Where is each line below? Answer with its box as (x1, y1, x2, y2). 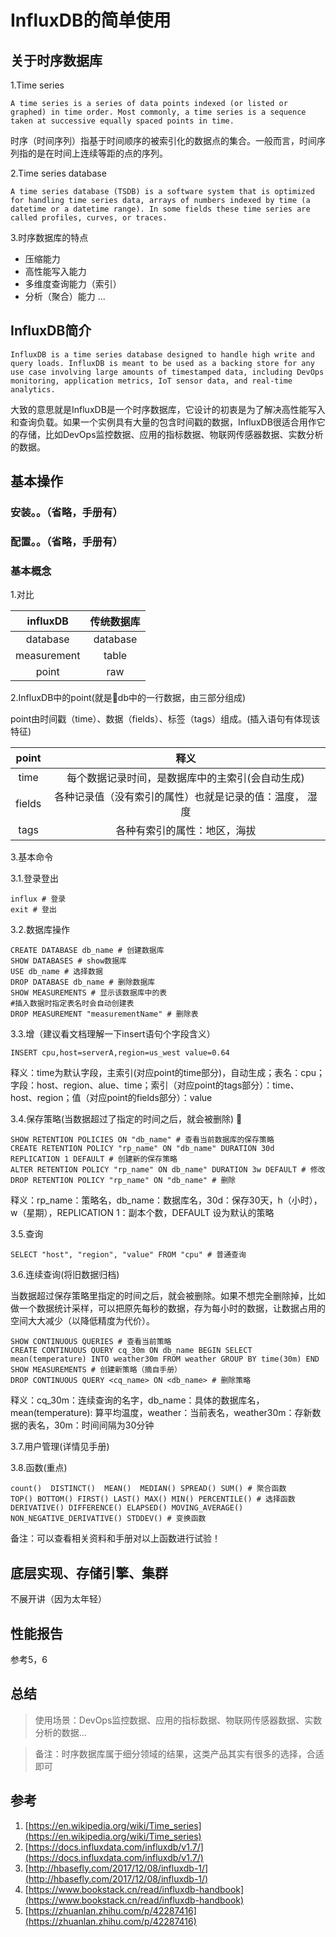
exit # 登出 (10, 905, 57, 915)
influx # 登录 (10, 894, 67, 905)
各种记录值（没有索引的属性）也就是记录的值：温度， (54, 790, 305, 804)
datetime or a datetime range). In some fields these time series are (10, 204, 311, 214)
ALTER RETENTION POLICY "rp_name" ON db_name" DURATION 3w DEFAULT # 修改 (10, 1165, 326, 1175)
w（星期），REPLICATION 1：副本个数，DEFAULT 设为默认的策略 (10, 1207, 275, 1219)
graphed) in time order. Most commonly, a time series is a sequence (10, 107, 307, 117)
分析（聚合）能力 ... (24, 291, 106, 302)
